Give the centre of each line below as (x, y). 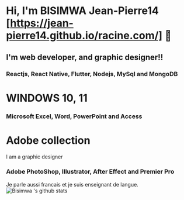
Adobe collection (48, 140)
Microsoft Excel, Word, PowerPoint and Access (74, 116)
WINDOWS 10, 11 (47, 98)
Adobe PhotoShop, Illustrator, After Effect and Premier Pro (90, 172)
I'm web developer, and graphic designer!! (85, 57)
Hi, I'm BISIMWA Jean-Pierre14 (82, 11)
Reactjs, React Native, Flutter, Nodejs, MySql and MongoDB (92, 74)
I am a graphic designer (34, 157)
